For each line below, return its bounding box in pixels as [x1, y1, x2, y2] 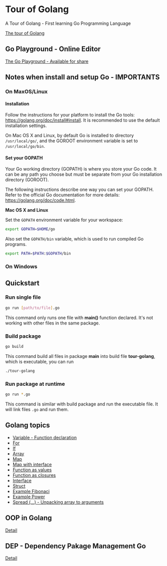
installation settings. [5, 123, 47, 129]
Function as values [12, 467, 52, 473]
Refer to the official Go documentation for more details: [5, 192, 120, 198]
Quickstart [5, 278, 40, 287]
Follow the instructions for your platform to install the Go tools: [5, 112, 135, 118]
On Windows [5, 263, 38, 270]
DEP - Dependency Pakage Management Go [5, 542, 146, 550]
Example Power [12, 494, 45, 500]
